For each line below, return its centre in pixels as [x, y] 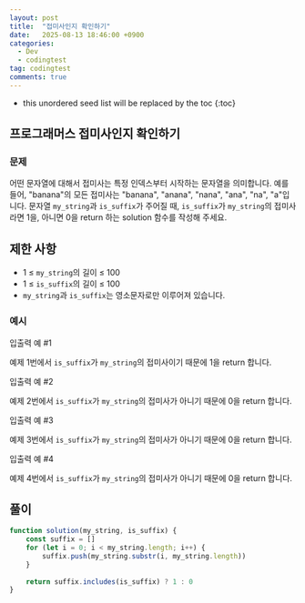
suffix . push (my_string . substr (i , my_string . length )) [144, 556]
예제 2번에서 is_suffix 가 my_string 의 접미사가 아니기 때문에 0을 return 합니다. [151, 400]
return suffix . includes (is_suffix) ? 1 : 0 [110, 582]
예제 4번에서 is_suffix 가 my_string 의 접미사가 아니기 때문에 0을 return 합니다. [151, 477]
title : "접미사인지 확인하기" [60, 26]
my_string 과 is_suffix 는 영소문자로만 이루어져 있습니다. [124, 296]
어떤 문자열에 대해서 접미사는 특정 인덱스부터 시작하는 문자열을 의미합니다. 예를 [149, 184]
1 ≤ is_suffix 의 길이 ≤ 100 [71, 284]
